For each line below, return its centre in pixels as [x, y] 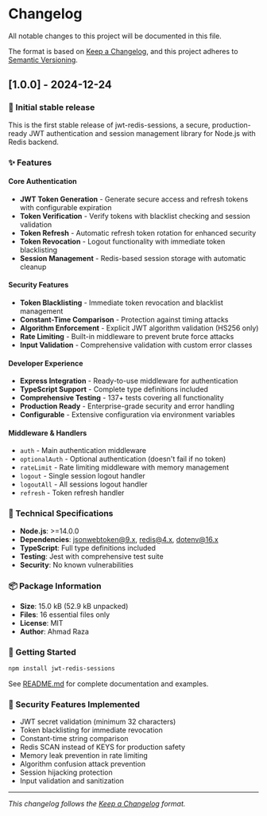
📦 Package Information [55, 586]
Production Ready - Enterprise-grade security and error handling [127, 406]
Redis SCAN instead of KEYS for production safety [102, 747]
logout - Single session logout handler [82, 476]
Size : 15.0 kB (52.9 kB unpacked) [74, 606]
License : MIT [41, 623]
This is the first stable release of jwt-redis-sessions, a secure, [109, 125]
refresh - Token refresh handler [72, 493]
